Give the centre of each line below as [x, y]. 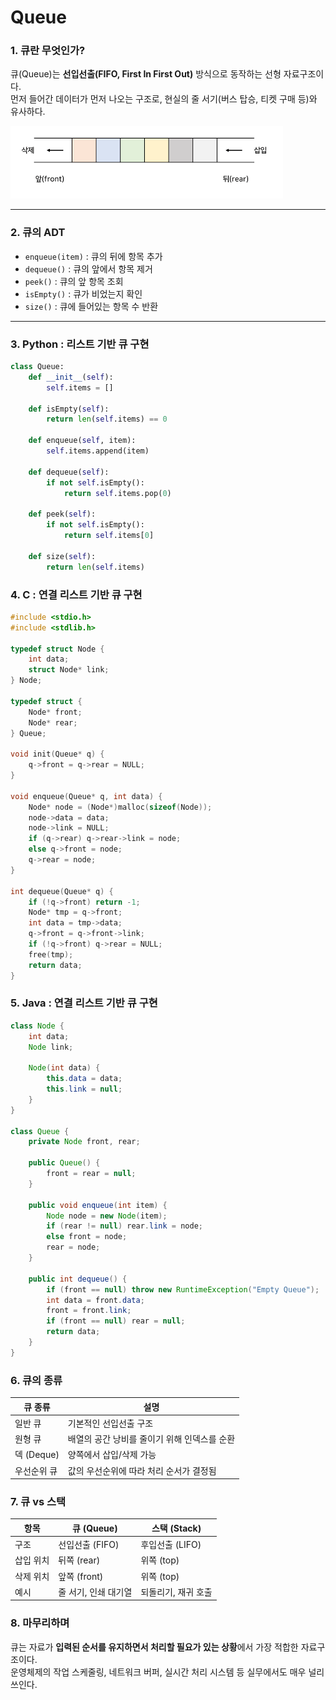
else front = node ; [87, 1237]
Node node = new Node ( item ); [107, 1216]
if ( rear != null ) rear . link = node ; [124, 1226]
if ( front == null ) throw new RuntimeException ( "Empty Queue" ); [183, 1289]
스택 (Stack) [176, 1528]
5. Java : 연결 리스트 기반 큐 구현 [84, 1003]
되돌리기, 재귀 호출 [176, 1592]
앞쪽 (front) [81, 1576]
